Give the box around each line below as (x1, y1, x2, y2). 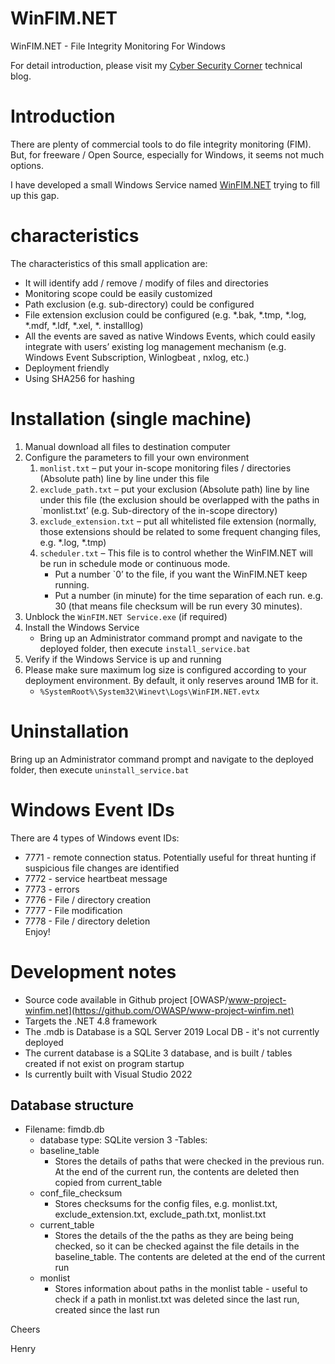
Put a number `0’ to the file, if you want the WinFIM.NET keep (54, 568, 308, 580)
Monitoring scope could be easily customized (24, 287, 213, 299)
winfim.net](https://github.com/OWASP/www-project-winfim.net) (24, 1004, 295, 1016)
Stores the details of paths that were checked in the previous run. (54, 1155, 325, 1167)
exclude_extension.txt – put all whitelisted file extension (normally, (39, 515, 317, 527)
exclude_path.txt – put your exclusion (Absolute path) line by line (39, 483, 310, 495)
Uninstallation (10, 720, 130, 742)
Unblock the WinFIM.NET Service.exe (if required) (24, 610, 228, 622)
